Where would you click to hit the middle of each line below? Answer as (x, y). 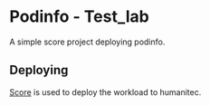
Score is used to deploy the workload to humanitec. (105, 92)
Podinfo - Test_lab (79, 17)
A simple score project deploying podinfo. (87, 42)
